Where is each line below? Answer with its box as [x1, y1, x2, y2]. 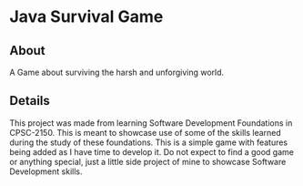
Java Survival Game [9, 6, 164, 27]
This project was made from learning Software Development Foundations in [9, 117, 293, 129]
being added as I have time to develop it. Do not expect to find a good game [9, 146, 294, 157]
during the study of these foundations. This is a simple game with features [9, 137, 288, 148]
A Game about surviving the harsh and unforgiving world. [9, 67, 225, 77]
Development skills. [9, 166, 83, 177]
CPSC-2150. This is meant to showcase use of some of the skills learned [9, 127, 282, 138]
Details [9, 93, 50, 108]
